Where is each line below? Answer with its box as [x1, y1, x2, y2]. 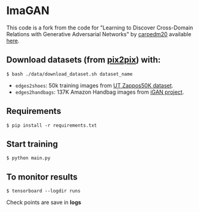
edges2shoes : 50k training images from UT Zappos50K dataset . [15, 81, 173, 89]
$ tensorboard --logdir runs [6, 188, 81, 194]
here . [6, 37, 20, 44]
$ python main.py [6, 155, 51, 161]
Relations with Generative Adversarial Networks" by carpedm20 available [6, 30, 192, 37]
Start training [6, 138, 58, 149]
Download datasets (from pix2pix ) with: [6, 55, 161, 65]
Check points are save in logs [6, 199, 81, 206]
